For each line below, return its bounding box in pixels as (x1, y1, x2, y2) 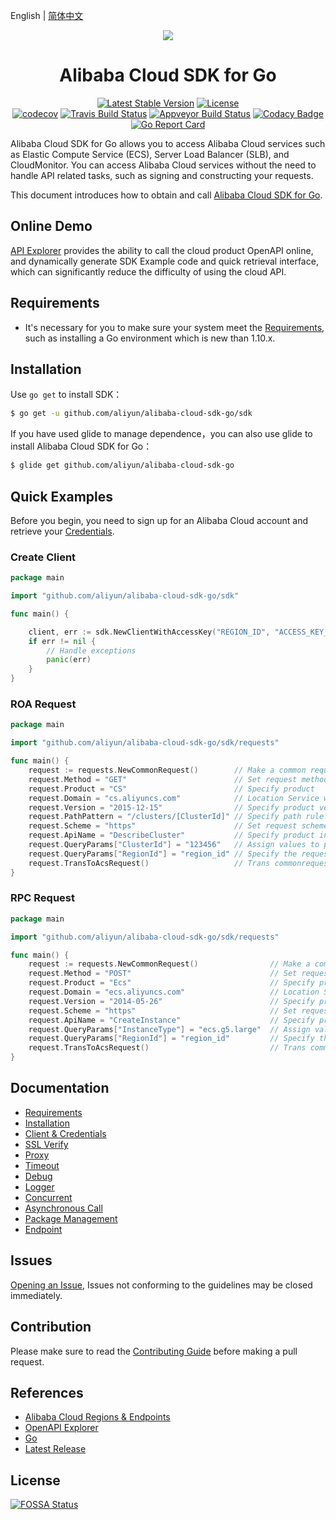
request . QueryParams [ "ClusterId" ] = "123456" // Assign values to (28, 840, 320, 850)
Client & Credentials (24, 1127, 107, 1139)
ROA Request (10, 697, 77, 711)
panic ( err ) (46, 655, 92, 665)
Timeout (24, 1159, 60, 1171)
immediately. (10, 1289, 63, 1301)
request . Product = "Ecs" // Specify (28, 978, 315, 988)
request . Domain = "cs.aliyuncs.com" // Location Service (28, 793, 320, 803)
